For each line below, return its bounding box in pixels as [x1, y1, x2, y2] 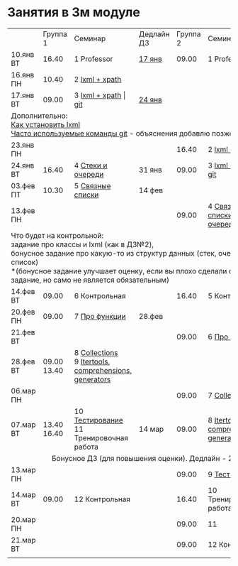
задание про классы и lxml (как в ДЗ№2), [11, 239, 154, 249]
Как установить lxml [11, 119, 80, 129]
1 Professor [74, 54, 113, 64]
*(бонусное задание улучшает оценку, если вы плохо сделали [11, 266, 227, 276]
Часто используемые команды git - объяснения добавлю [11, 129, 210, 138]
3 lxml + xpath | [74, 90, 126, 100]
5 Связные [74, 180, 111, 190]
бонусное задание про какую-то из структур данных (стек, [11, 248, 217, 258]
